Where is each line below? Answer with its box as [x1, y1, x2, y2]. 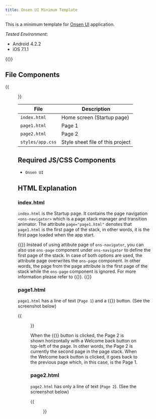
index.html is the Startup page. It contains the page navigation [18, 210, 147, 216]
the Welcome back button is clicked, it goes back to [30, 354, 137, 360]
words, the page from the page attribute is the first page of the [18, 263, 148, 269]
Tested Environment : [5, 31, 48, 37]
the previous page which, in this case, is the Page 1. [30, 359, 137, 366]
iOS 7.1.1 [12, 46, 29, 52]
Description [82, 105, 111, 112]
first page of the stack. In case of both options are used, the [18, 252, 142, 258]
